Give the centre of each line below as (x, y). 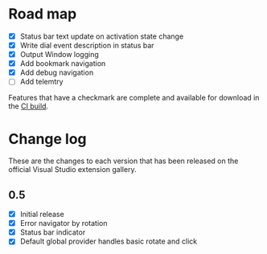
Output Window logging (59, 55)
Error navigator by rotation (64, 223)
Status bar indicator (53, 232)
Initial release (42, 215)
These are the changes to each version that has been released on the (123, 161)
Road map (43, 14)
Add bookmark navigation (63, 63)
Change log (47, 139)
